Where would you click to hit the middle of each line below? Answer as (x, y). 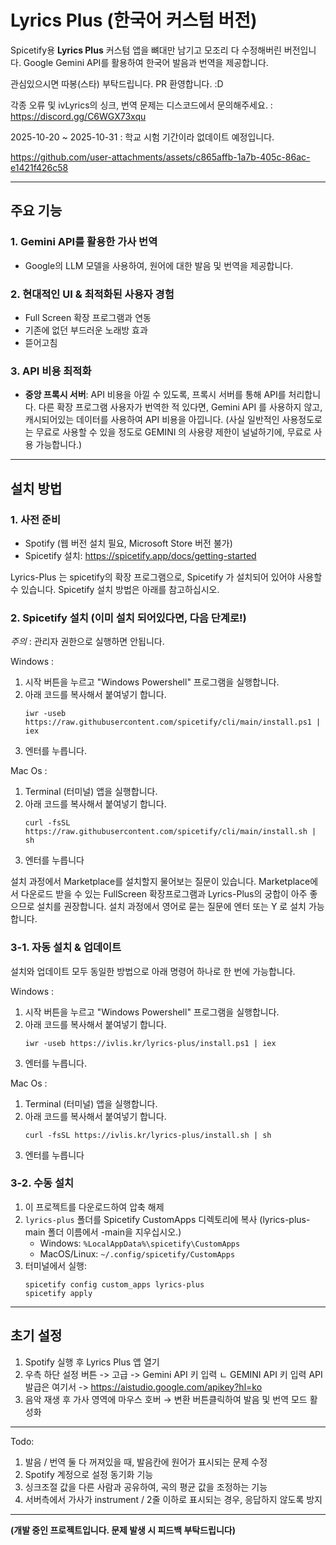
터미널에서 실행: (55, 1265)
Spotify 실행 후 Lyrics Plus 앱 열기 (92, 1362)
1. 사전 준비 (35, 519)
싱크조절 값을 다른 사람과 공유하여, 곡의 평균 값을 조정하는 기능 (146, 1487)
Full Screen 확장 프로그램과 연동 (88, 317)
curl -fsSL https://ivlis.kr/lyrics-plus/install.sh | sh (148, 1135)
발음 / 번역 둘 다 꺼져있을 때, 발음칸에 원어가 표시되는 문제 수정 (146, 1462)
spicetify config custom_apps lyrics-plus (114, 1284)
